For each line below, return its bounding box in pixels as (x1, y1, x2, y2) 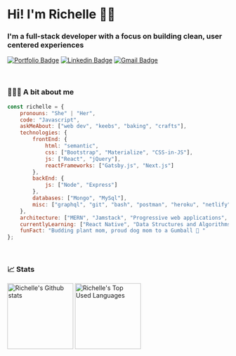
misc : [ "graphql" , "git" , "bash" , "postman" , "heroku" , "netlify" (32, 201, 231, 208)
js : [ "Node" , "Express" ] (44, 182, 118, 189)
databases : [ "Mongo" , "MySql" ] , (32, 195, 128, 202)
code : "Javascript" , (20, 116, 80, 124)
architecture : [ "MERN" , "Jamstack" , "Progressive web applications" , (20, 214, 228, 221)
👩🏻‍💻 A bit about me (7, 87, 74, 97)
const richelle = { (7, 103, 65, 110)
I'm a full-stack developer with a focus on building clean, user (7, 32, 223, 41)
